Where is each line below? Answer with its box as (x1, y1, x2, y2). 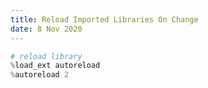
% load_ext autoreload (10, 61, 101, 71)
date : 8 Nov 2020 (10, 24, 83, 34)
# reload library (10, 51, 83, 61)
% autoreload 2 (10, 70, 70, 80)
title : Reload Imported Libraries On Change (10, 14, 199, 25)
